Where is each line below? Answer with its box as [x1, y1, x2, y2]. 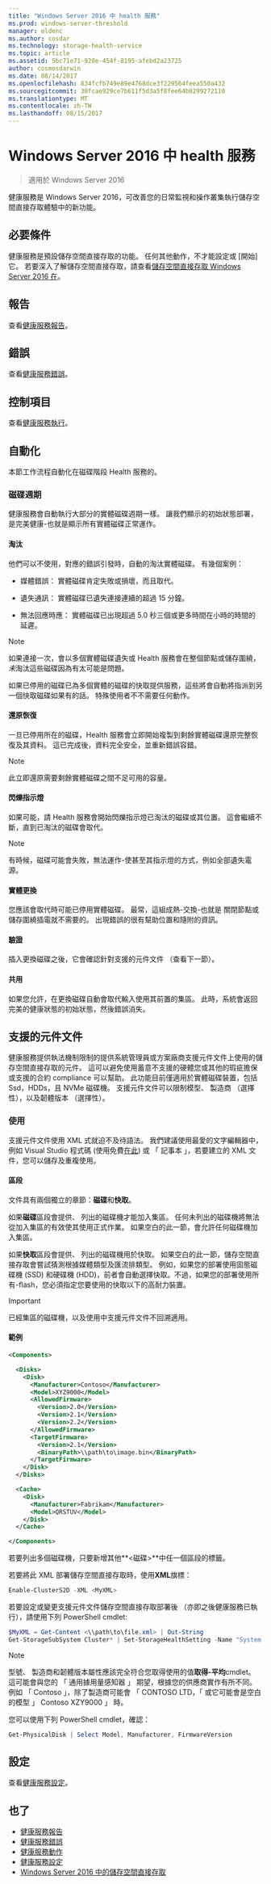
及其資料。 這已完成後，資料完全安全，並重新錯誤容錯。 [15, 740, 202, 750]
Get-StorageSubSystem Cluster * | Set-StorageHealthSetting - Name [8, 1635, 232, 1644]
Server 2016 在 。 [8, 271, 65, 281]
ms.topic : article [8, 49, 70, 57]
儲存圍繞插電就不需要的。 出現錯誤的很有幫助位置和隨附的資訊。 [8, 915, 223, 925]
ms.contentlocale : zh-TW [8, 102, 92, 110]
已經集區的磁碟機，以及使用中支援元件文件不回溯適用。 [8, 1312, 192, 1322]
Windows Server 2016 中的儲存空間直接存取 [19, 1867, 167, 1877]
